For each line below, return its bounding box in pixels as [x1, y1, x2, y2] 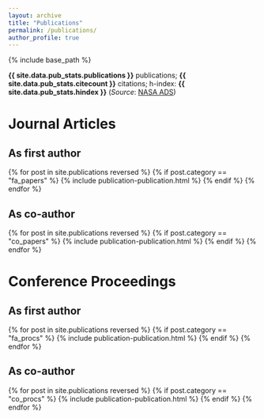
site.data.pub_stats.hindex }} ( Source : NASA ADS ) [8, 88, 176, 97]
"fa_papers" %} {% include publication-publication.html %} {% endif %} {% [8, 176, 255, 186]
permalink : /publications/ [8, 26, 97, 34]
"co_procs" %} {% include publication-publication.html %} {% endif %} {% [8, 394, 253, 403]
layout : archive [8, 11, 62, 20]
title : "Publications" [8, 19, 83, 27]
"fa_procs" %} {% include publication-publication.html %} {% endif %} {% [8, 334, 251, 343]
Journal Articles [8, 115, 116, 133]
